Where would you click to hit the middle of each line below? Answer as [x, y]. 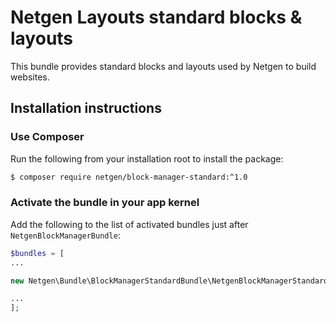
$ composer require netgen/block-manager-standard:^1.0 [129, 177]
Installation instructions [86, 108]
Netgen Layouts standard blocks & [156, 17]
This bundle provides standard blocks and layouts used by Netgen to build [163, 66]
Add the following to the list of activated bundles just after [129, 224]
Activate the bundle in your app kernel [105, 203]
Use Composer [47, 137]
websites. [30, 77]
